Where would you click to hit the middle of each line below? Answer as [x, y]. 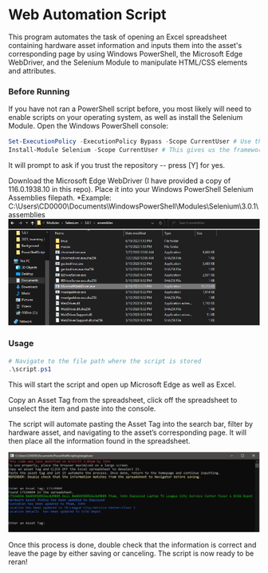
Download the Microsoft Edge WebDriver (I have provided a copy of [120, 181]
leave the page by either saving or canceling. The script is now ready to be [131, 554]
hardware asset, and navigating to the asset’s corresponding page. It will [128, 432]
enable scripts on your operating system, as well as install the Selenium [126, 117]
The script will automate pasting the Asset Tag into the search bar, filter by [131, 424]
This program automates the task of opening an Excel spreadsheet [118, 37]
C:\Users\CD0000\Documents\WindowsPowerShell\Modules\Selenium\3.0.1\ [134, 206]
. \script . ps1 [30, 369]
